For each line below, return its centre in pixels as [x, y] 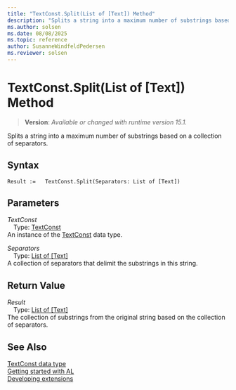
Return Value [36, 285]
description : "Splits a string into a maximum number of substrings [110, 20]
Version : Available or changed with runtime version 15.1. [106, 122]
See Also [27, 347]
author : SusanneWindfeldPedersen [56, 46]
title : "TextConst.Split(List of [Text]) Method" [81, 14]
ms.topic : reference [38, 40]
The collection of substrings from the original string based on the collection [117, 318]
